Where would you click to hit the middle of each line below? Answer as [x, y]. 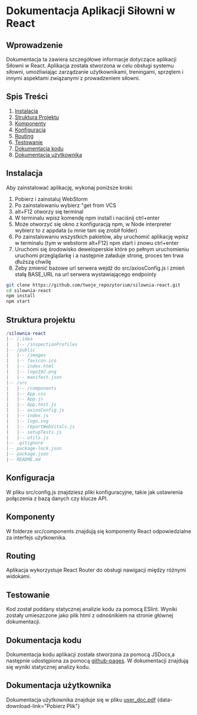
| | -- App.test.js [32, 405]
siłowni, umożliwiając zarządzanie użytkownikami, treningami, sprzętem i [95, 72]
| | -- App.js [25, 399]
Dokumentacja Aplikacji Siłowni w [91, 11]
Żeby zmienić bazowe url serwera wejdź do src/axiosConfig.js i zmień [100, 268]
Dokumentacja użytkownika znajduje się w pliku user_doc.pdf [81, 700]
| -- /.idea [19, 339]
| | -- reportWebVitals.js [41, 427]
